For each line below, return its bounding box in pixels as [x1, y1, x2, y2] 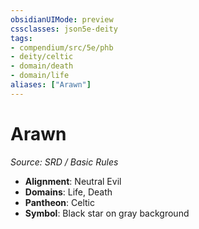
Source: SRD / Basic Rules [10, 156, 119, 168]
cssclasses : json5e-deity [10, 24, 118, 34]
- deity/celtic [10, 52, 74, 62]
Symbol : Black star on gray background [24, 207, 190, 219]
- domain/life [10, 71, 70, 81]
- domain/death [10, 61, 74, 71]
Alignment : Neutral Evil [24, 175, 122, 187]
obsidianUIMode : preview [10, 14, 114, 25]
